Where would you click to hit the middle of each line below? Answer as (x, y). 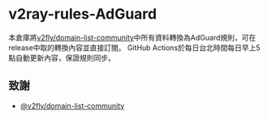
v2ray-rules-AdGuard (82, 14)
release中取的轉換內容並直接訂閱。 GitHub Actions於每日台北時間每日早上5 (134, 47)
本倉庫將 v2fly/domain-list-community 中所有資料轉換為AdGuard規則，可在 (132, 37)
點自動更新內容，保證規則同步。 (62, 57)
